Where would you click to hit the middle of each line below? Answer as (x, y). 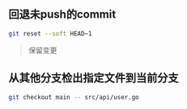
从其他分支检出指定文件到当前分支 (93, 78)
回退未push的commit (62, 15)
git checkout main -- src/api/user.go (74, 97)
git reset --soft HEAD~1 (50, 34)
